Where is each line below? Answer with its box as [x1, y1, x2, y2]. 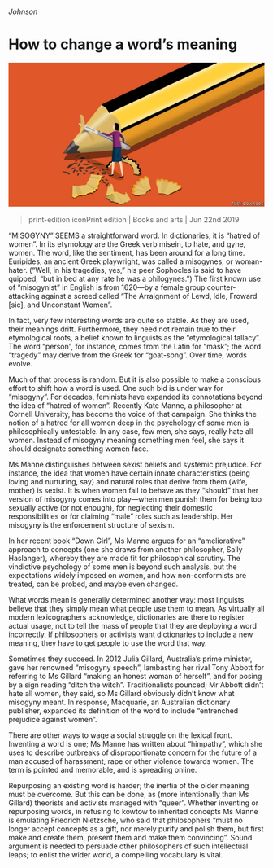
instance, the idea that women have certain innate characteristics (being [8, 468, 250, 478]
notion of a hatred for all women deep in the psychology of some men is [8, 418, 249, 427]
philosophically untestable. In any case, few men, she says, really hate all [8, 427, 253, 436]
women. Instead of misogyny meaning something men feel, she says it [8, 436, 245, 445]
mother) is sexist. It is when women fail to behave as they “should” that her [8, 485, 259, 496]
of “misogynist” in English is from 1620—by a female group [8, 283, 206, 292]
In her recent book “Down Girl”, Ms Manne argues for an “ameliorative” [8, 536, 245, 546]
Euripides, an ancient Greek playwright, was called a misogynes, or [8, 256, 233, 266]
